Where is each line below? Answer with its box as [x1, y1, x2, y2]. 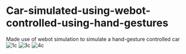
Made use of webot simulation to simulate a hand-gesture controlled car [6, 35, 180, 42]
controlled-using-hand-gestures [6, 16, 168, 30]
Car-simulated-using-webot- [6, 4, 151, 17]
